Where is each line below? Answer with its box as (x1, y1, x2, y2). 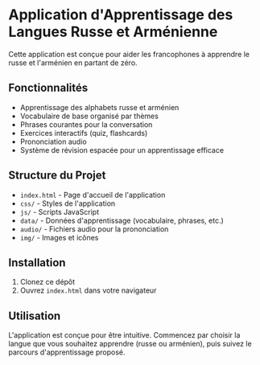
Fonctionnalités (8, 81, 89, 95)
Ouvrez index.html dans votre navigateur (19, 285, 157, 295)
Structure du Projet (8, 169, 106, 182)
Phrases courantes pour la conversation (19, 119, 153, 129)
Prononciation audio (19, 137, 87, 146)
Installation (8, 256, 66, 269)
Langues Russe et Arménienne (8, 23, 218, 41)
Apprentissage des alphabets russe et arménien (19, 102, 180, 112)
